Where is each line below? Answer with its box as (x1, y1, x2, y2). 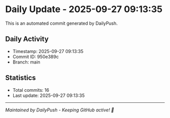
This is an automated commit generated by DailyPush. (5, 20, 118, 26)
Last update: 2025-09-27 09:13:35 (12, 92, 85, 98)
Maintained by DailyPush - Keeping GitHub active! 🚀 (5, 107, 114, 113)
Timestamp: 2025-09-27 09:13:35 (12, 48, 83, 54)
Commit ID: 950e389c (12, 53, 59, 60)
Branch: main (12, 59, 40, 65)
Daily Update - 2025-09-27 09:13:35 (5, 4, 163, 15)
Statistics (5, 74, 36, 82)
